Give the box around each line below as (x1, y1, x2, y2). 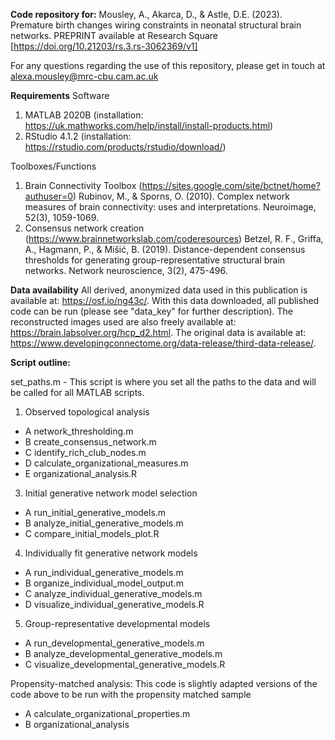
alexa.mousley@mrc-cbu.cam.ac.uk (10, 70, 159, 82)
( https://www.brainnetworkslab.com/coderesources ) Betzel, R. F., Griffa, (24, 233, 324, 244)
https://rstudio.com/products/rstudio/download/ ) (24, 141, 227, 153)
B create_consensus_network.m (24, 436, 157, 448)
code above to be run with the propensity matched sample (10, 689, 252, 700)
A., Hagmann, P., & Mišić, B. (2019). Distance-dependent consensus (24, 244, 306, 255)
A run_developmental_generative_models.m (24, 637, 205, 649)
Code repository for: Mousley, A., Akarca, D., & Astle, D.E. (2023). (10, 9, 283, 20)
